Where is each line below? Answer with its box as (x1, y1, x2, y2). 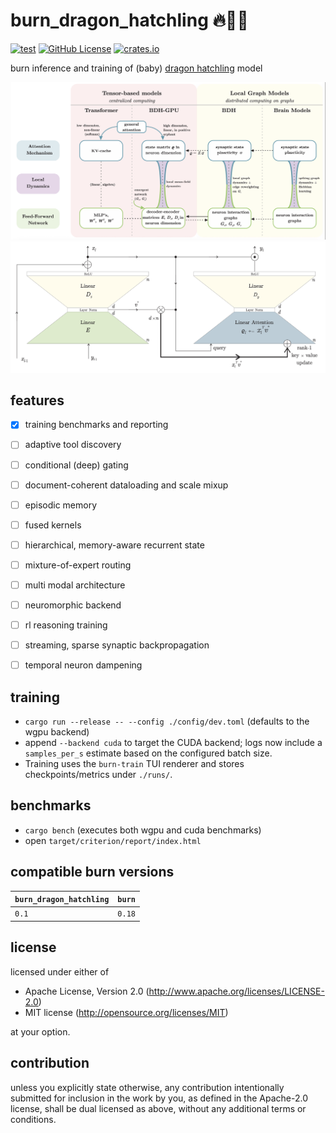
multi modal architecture (24, 579, 126, 591)
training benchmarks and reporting (24, 419, 169, 431)
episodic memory (24, 499, 98, 511)
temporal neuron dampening (24, 659, 143, 671)
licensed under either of (10, 965, 110, 978)
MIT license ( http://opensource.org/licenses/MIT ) (24, 1006, 229, 1018)
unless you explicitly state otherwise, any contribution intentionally (10, 1081, 285, 1093)
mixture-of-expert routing (24, 559, 132, 571)
